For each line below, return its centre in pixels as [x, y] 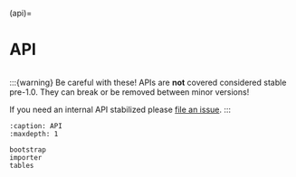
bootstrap [28, 149]
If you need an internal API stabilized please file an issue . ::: [120, 109]
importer [26, 157]
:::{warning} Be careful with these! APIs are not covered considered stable [148, 82]
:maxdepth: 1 [34, 134]
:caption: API [36, 126]
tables [22, 165]
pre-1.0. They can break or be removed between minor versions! [129, 92]
